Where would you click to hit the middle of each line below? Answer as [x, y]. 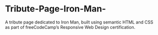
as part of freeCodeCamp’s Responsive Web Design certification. [70, 27]
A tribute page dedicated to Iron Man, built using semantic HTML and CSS [79, 22]
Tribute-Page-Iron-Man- [55, 9]
